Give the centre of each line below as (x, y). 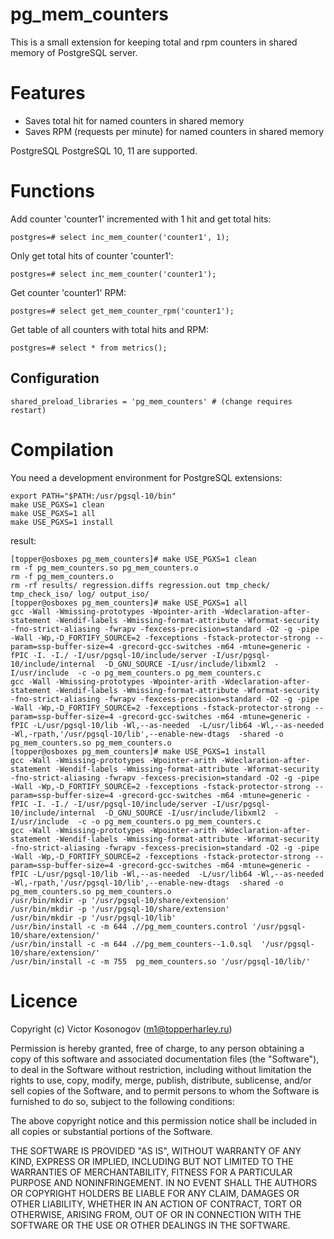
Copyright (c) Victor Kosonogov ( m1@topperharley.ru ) (121, 1029)
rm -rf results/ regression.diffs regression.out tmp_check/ (140, 585)
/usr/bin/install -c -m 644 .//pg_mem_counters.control (129, 926)
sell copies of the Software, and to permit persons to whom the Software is (165, 1090)
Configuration (55, 378)
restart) (28, 410)
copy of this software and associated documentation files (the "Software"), (165, 1059)
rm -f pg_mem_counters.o (62, 576)
